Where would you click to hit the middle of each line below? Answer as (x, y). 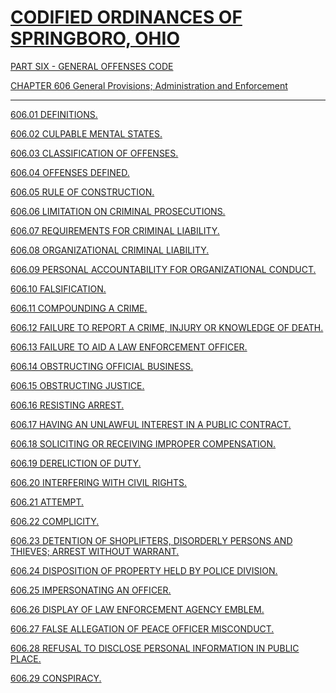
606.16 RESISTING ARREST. (67, 405)
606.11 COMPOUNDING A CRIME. (79, 308)
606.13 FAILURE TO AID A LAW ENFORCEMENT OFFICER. (129, 347)
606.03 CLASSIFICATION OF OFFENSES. (94, 153)
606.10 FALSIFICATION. (58, 288)
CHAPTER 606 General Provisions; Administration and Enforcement (149, 85)
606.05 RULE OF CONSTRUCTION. (82, 192)
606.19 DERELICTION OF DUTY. (76, 463)
